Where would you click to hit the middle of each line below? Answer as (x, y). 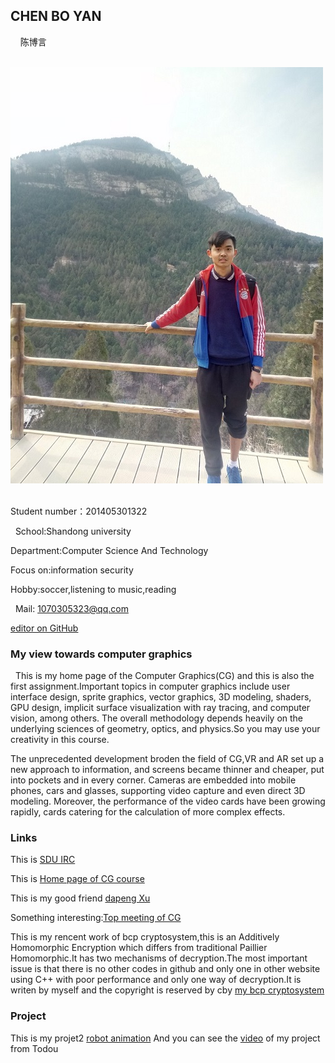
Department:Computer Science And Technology (109, 550)
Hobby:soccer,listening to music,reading (93, 589)
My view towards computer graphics (101, 654)
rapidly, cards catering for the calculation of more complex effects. (148, 812)
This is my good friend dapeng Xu (80, 898)
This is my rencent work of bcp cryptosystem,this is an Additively (145, 937)
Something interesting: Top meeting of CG (96, 918)
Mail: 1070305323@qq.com (71, 608)
